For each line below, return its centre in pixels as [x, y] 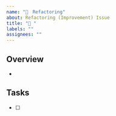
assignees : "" [24, 35]
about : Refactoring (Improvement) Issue [58, 18]
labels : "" [20, 29]
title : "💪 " [21, 23]
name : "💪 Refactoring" [36, 12]
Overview [25, 59]
